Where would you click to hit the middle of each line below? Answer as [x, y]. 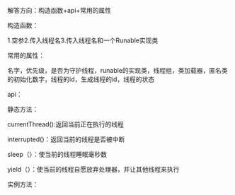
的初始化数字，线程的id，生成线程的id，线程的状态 [81, 79]
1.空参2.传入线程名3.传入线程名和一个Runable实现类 [83, 40]
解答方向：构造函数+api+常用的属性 [59, 10]
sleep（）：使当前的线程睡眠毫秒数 [57, 154]
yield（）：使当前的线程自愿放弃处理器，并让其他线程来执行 [93, 169]
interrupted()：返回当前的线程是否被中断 [66, 139]
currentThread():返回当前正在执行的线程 [65, 124]
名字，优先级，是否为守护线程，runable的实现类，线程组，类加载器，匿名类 [117, 70]
